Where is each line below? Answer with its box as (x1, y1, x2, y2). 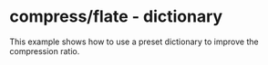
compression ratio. (9, 45, 80, 56)
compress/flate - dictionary (9, 6, 223, 27)
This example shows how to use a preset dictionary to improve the (9, 36, 259, 47)
